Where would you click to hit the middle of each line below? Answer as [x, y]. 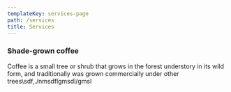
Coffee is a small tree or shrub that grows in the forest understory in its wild [116, 66]
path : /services [31, 20]
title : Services [31, 26]
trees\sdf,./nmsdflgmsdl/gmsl [50, 81]
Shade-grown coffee [43, 51]
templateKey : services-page [48, 14]
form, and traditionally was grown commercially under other [93, 73]
